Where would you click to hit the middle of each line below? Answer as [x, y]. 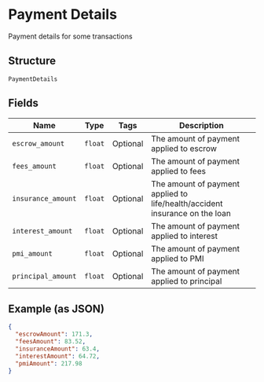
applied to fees [178, 171]
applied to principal [186, 281]
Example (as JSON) [56, 309]
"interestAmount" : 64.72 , [58, 356]
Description [202, 125]
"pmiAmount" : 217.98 [49, 363]
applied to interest [184, 236]
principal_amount [44, 276]
